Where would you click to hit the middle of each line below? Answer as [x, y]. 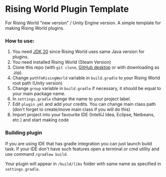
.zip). [18, 73]
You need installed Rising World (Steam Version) [62, 62]
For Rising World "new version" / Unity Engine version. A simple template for [83, 23]
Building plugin [24, 133]
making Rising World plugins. [35, 28]
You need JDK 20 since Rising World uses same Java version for [78, 52]
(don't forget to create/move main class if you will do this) [71, 109]
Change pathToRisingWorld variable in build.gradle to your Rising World [86, 78]
